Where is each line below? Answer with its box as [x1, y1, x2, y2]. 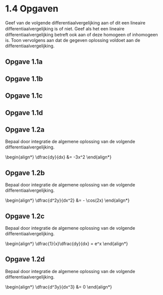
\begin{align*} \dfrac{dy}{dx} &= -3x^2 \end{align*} [5, 154, 112, 160]
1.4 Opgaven [5, 3, 59, 14]
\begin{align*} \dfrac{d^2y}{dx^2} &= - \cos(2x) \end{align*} [5, 197, 130, 203]
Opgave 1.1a [5, 58, 43, 66]
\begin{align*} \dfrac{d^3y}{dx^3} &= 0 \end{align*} [5, 284, 112, 290]
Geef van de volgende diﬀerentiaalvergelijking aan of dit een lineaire [5, 19, 146, 25]
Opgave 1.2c [5, 212, 45, 220]
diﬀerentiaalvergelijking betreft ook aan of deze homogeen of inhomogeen [5, 31, 158, 37]
